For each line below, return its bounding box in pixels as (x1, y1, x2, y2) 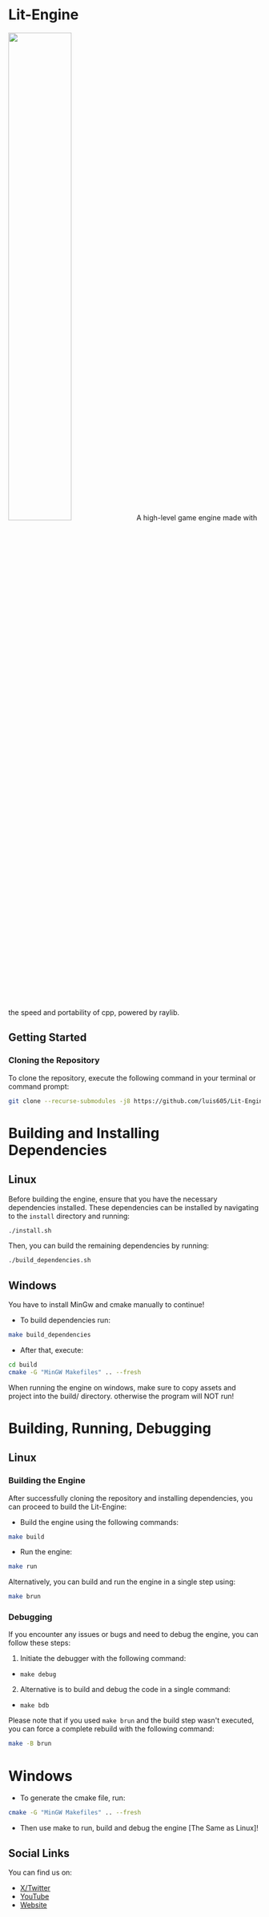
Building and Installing (8, 1124, 160, 1142)
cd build (8, 1361, 38, 1369)
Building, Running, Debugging (8, 1419, 212, 1438)
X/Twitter (19, 1883, 50, 1892)
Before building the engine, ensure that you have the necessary (8, 1194, 218, 1204)
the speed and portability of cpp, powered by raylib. (8, 1007, 180, 1017)
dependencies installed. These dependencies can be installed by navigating (8, 1202, 259, 1212)
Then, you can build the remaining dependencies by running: (8, 1241, 210, 1250)
